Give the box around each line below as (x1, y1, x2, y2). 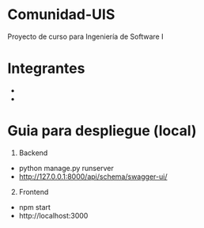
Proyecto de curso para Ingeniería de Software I (7, 32, 164, 41)
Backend (18, 148, 48, 158)
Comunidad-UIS (7, 6, 115, 24)
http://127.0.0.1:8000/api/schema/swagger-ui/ (18, 172, 168, 181)
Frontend (18, 187, 49, 196)
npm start (18, 202, 51, 211)
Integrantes (7, 59, 85, 78)
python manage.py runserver (18, 163, 114, 173)
